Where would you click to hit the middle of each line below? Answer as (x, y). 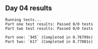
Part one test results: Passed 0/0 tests (49, 24)
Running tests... (23, 19)
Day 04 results (29, 8)
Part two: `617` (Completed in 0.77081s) (49, 41)
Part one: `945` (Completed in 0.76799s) (49, 37)
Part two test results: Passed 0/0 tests (49, 28)
